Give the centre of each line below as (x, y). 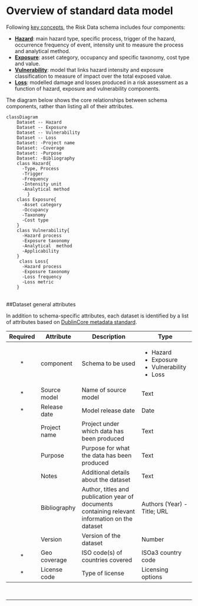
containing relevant (108, 511)
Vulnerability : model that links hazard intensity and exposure (89, 69)
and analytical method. (42, 51)
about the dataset (106, 479)
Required (22, 336)
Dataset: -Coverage (41, 148)
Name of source (104, 390)
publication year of (108, 496)
